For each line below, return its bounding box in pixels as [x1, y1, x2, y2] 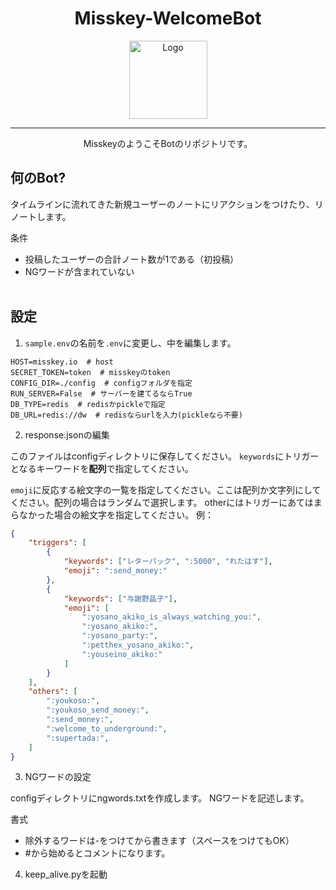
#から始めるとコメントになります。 [24, 847, 171, 859]
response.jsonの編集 [24, 428, 110, 441]
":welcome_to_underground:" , [46, 723, 168, 734]
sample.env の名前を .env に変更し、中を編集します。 [24, 337, 237, 349]
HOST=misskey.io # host [10, 357, 114, 367]
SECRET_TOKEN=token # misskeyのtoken [10, 367, 171, 377]
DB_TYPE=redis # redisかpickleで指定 [10, 399, 167, 409]
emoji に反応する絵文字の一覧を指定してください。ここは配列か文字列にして [10, 483, 322, 496]
